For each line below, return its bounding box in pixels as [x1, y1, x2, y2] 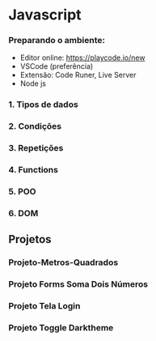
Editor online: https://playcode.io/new [19, 53, 145, 62]
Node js [19, 79, 47, 88]
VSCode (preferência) [19, 62, 94, 71]
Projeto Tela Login [8, 301, 81, 312]
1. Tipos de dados [8, 99, 78, 110]
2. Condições [8, 121, 62, 132]
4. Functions [8, 164, 59, 176]
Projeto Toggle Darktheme [8, 322, 114, 334]
